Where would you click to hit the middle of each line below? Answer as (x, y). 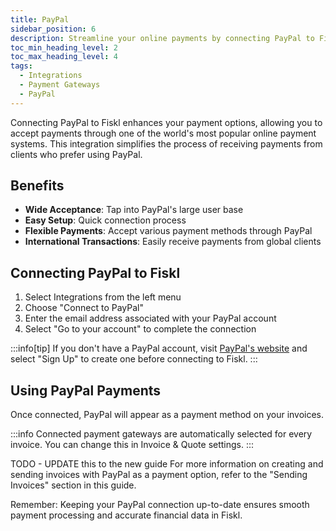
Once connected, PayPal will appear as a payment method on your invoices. (167, 415)
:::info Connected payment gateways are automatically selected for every (161, 434)
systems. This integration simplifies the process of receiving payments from (166, 143)
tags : (21, 66)
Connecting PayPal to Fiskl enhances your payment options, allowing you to (166, 122)
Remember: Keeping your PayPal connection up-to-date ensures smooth (160, 505)
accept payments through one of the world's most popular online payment (163, 133)
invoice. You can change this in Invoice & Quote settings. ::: (132, 445)
